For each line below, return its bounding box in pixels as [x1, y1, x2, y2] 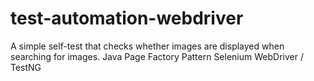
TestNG [10, 61, 42, 73]
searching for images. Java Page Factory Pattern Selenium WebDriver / [10, 50, 304, 62]
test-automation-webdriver [10, 7, 244, 30]
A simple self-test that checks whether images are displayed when [10, 40, 285, 52]
